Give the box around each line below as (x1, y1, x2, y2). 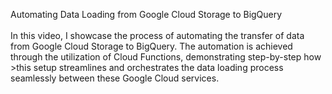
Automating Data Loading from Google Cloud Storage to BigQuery (10, 9, 283, 20)
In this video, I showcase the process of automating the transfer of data (10, 30, 305, 41)
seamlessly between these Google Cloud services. (10, 72, 220, 84)
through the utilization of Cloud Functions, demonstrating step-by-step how (10, 51, 322, 63)
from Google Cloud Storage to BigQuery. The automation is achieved (10, 40, 293, 52)
